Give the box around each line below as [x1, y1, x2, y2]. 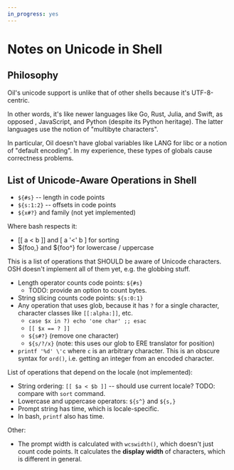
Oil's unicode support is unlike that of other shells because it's [7, 88, 191, 97]
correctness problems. [7, 154, 74, 162]
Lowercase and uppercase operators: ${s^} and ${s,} [17, 397, 176, 406]
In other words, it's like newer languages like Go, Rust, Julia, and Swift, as [7, 110, 223, 118]
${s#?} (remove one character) [28, 332, 119, 340]
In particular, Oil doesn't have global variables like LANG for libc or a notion [7, 138, 228, 147]
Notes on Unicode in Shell [7, 41, 163, 57]
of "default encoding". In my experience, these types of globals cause [7, 146, 213, 155]
